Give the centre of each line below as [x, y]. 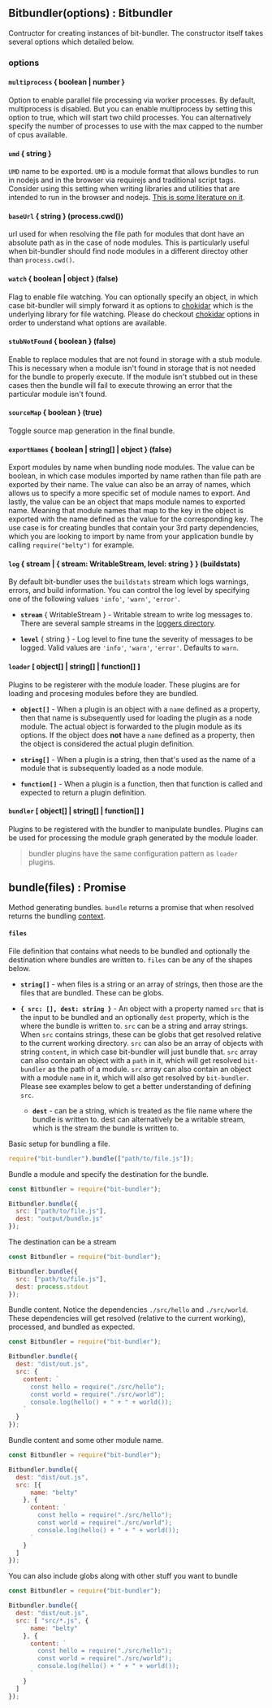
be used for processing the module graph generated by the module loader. [133, 838]
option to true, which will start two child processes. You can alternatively [130, 117]
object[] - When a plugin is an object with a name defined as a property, [140, 709]
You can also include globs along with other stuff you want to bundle [123, 1576]
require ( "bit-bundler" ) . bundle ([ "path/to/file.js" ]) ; [101, 1158]
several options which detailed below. [71, 41]
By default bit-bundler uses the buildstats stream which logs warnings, [129, 582]
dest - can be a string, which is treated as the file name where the [142, 1110]
